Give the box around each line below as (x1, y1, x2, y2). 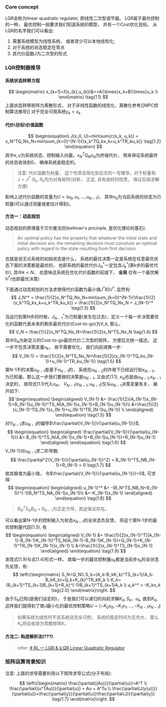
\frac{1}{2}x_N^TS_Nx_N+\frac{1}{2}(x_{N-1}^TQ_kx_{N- (39, 353, 155, 359)
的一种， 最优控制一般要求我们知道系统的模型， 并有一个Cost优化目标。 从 (5, 21, 158, 28)
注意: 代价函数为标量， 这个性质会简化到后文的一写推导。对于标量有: (17, 170, 157, 176)
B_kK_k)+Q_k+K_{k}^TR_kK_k (45, 577, 106, 583)
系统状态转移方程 (5, 77, 40, 83)
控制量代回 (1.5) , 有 (9, 524, 47, 530)
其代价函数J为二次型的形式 (12, 51, 67, 57)
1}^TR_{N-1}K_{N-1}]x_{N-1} (13, 543, 70, 549)
